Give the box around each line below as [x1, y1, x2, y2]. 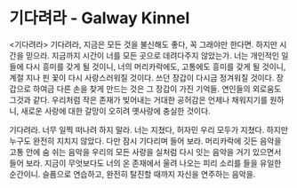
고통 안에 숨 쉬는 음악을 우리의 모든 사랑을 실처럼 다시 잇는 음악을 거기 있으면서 [9, 146, 282, 157]
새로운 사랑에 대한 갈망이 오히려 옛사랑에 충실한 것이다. [20, 106, 211, 116]
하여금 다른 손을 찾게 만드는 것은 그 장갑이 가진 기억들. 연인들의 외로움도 [32, 83, 282, 94]
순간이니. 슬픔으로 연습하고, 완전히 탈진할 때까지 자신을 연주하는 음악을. [9, 168, 256, 179]
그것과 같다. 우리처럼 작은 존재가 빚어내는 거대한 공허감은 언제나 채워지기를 [9, 94, 269, 105]
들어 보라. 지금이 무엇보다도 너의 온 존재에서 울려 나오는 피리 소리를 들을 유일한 [9, 157, 282, 168]
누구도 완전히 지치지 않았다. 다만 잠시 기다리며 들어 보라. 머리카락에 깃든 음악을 [9, 135, 282, 146]
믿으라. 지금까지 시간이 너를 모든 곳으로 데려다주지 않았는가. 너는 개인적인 [25, 50, 280, 60]
